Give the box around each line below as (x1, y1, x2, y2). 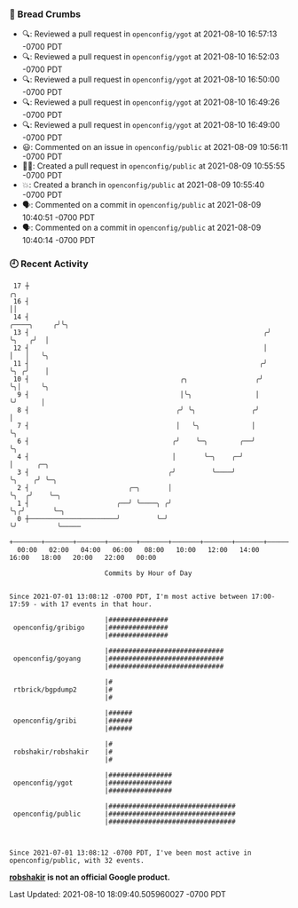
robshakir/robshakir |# (12, 747, 114, 756)
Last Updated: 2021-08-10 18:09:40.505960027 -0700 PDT (9, 888, 226, 899)
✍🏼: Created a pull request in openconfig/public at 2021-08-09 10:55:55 (21, 161, 286, 171)
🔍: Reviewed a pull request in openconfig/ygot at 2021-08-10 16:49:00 (21, 120, 281, 130)
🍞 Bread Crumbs (9, 8, 82, 20)
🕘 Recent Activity (9, 257, 89, 270)
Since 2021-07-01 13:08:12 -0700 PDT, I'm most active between (9, 592, 248, 601)
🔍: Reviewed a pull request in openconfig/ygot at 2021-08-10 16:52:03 (21, 51, 280, 62)
